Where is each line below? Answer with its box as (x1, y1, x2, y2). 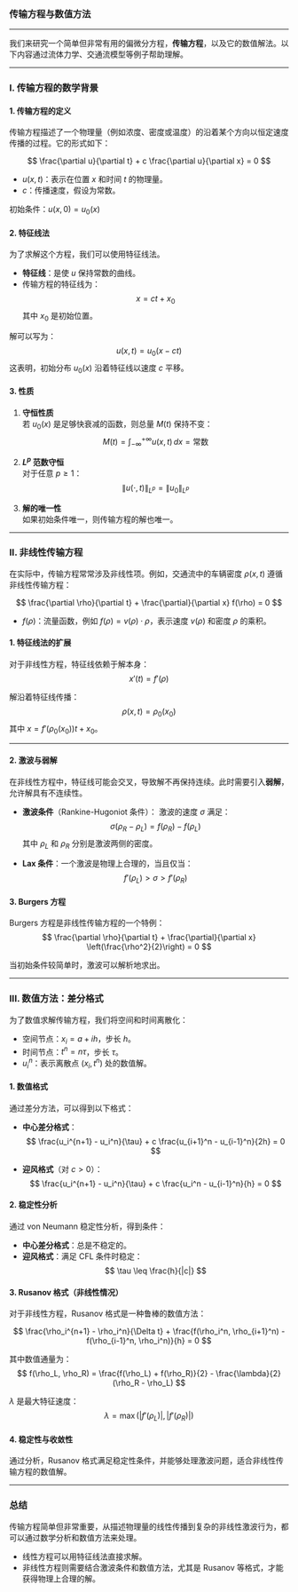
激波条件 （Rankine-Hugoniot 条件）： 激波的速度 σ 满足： (21, 806, 231, 817)
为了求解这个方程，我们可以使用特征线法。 (9, 249, 165, 259)
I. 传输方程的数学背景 (9, 82, 99, 94)
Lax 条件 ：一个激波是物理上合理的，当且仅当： (21, 859, 193, 869)
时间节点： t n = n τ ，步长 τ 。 (21, 1045, 124, 1057)
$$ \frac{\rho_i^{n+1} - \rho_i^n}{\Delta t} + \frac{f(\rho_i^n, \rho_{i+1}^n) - (12, 1326, 286, 1337)
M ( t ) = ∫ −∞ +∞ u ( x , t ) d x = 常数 (102, 434, 209, 449)
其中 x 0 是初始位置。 (21, 311, 98, 323)
